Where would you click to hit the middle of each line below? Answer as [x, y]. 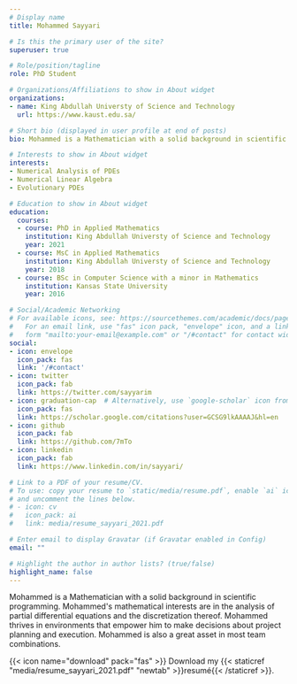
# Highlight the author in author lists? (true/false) [112, 564]
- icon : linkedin [41, 450]
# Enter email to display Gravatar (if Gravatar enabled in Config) [138, 540]
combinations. [35, 644]
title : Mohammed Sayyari [55, 26]
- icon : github [37, 426]
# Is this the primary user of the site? [87, 42]
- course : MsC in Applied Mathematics [89, 253]
